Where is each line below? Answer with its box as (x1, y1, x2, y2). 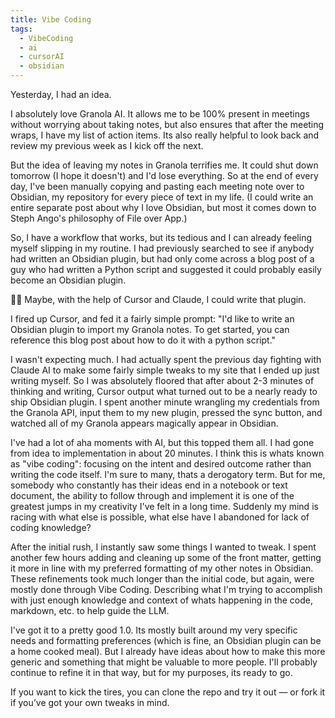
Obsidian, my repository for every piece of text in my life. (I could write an (10, 191, 314, 203)
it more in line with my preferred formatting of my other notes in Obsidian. (10, 562, 314, 574)
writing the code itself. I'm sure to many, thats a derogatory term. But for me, (10, 469, 326, 480)
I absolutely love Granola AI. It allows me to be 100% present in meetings (10, 108, 310, 120)
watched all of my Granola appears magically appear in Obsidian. (10, 417, 279, 429)
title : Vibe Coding (10, 14, 92, 25)
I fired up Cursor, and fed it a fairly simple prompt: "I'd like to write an (10, 313, 295, 325)
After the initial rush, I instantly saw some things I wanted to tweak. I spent (10, 541, 317, 553)
